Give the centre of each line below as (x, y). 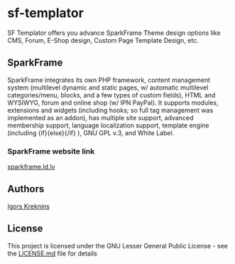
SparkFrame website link (51, 151)
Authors (26, 189)
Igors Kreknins (28, 206)
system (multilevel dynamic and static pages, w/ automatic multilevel (108, 88)
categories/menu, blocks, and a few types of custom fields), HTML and (111, 95)
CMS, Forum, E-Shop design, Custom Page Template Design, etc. (103, 40)
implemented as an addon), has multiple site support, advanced (100, 117)
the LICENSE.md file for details (52, 253)
